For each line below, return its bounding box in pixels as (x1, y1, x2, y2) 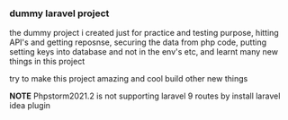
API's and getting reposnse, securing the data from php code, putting (9, 37, 267, 47)
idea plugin (9, 100, 51, 111)
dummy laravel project (9, 7, 110, 20)
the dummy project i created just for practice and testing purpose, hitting (9, 28, 279, 39)
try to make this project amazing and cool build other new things (9, 73, 248, 84)
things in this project (9, 56, 85, 67)
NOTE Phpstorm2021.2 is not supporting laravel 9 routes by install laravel (9, 90, 281, 101)
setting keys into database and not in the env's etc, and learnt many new (9, 47, 279, 57)
